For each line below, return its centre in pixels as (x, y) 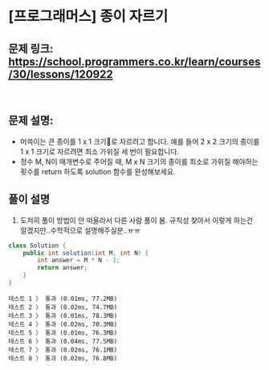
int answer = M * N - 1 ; (79, 260)
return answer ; (63, 268)
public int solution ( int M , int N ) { (86, 253)
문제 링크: (31, 49)
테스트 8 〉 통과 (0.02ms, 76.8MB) (63, 358)
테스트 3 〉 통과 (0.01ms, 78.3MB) (63, 315)
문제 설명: (31, 121)
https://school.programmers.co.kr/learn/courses (134, 61)
